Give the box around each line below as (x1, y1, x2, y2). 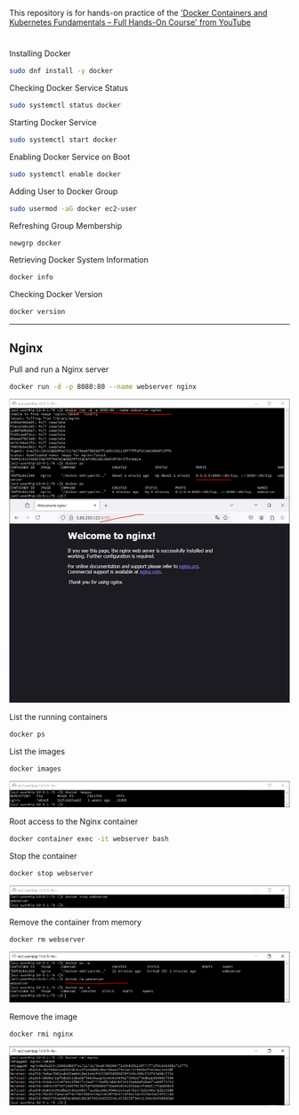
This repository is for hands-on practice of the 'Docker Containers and (9, 8, 268, 18)
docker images (9, 764, 62, 773)
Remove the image (9, 1011, 78, 1022)
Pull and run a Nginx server (9, 364, 109, 375)
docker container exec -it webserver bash (9, 835, 169, 844)
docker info (9, 273, 53, 282)
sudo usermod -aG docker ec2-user (9, 204, 138, 213)
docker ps (9, 730, 46, 739)
